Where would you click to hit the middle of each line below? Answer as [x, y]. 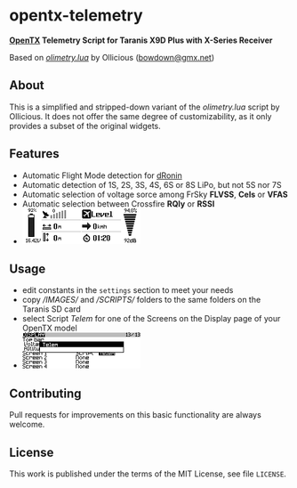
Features [34, 154]
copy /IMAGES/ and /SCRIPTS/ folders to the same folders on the [141, 300]
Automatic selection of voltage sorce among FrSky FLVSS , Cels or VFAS [155, 194]
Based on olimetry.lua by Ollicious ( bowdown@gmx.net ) [112, 57]
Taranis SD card [52, 309]
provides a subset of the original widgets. [85, 126]
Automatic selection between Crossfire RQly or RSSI [118, 203]
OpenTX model [49, 328]
